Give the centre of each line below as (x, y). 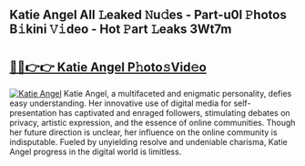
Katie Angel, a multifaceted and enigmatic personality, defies (178, 93)
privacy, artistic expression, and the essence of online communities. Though (152, 123)
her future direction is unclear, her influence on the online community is (143, 132)
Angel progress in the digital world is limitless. (96, 151)
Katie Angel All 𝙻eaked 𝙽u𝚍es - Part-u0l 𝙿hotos (148, 15)
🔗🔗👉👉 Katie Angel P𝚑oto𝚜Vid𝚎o (108, 67)
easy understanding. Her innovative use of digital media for (121, 103)
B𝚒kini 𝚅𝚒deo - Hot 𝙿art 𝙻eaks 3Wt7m (121, 30)
